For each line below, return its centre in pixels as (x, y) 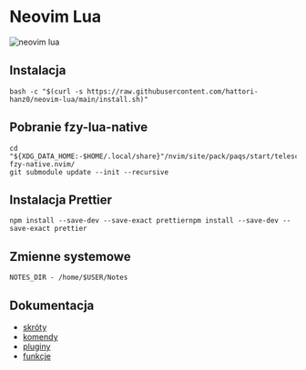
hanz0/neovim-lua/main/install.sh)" (79, 99)
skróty (35, 327)
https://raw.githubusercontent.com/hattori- (173, 91)
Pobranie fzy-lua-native (79, 128)
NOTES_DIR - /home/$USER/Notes (69, 278)
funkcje (37, 356)
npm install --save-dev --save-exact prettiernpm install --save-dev (144, 221)
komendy (40, 337)
